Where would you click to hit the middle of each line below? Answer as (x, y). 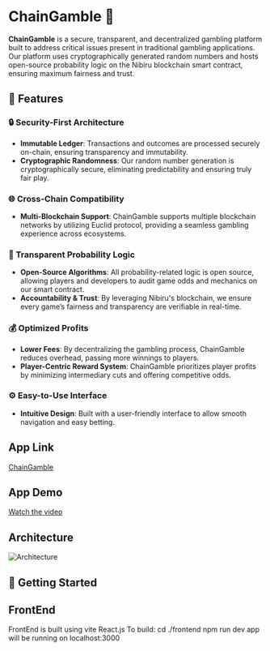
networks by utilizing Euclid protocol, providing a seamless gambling (134, 225)
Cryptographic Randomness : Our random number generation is (127, 161)
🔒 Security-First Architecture (66, 122)
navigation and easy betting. (67, 422)
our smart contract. (52, 289)
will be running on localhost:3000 (64, 638)
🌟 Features (36, 99)
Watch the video (36, 512)
